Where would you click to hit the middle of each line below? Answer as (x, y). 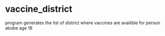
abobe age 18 (19, 28)
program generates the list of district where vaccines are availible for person (83, 23)
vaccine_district (39, 9)
